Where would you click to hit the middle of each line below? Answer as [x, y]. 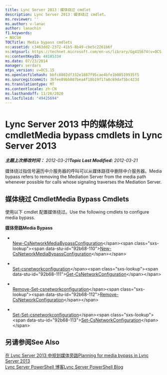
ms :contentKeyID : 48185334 [33, 56]
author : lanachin [23, 28]
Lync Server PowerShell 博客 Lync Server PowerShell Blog [64, 367]
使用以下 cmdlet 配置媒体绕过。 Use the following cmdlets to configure [77, 212]
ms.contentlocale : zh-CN [31, 89]
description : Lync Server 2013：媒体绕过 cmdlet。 [57, 14]
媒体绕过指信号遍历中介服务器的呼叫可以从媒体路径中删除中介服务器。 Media [83, 171]
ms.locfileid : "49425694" [32, 98]
